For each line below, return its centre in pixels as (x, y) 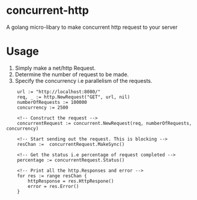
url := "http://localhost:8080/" (59, 92)
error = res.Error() (53, 186)
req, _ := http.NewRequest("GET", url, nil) (74, 97)
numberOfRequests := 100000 (52, 102)
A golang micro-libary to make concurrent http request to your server (92, 27)
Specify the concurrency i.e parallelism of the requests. (83, 80)
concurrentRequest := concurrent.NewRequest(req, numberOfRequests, (105, 123)
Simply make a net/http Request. (55, 68)
